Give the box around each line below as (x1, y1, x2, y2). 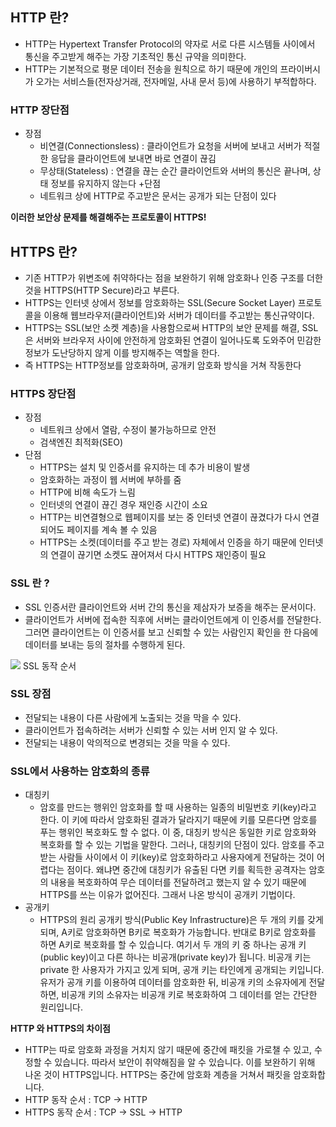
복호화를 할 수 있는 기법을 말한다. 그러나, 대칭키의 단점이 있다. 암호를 (39, 839, 307, 851)
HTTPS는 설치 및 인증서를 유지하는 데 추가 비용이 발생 (39, 461, 251, 473)
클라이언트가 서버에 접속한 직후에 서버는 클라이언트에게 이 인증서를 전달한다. (24, 613, 322, 625)
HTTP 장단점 (10, 103, 70, 117)
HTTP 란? (10, 9, 70, 27)
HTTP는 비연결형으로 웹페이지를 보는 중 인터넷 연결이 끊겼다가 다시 (39, 511, 302, 523)
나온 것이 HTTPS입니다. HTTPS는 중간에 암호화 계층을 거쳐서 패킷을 (24, 1069, 292, 1081)
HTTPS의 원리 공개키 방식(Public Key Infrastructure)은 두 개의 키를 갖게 (39, 914, 324, 926)
